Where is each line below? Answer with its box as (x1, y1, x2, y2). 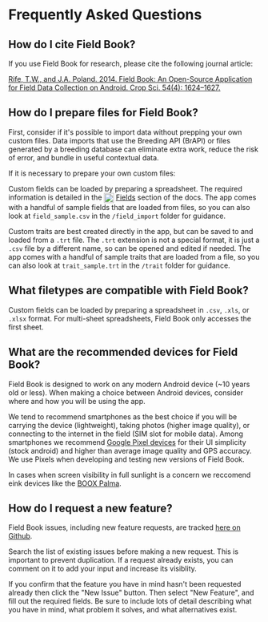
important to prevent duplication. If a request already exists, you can (8, 555, 234, 565)
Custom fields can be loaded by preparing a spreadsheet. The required (8, 184, 242, 193)
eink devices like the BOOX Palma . (8, 479, 122, 488)
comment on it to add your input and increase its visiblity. (8, 563, 198, 574)
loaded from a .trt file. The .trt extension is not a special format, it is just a (8, 235, 260, 244)
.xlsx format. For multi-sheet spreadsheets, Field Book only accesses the (8, 313, 252, 323)
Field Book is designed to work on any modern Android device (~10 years (8, 379, 250, 389)
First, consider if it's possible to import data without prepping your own (8, 127, 242, 137)
